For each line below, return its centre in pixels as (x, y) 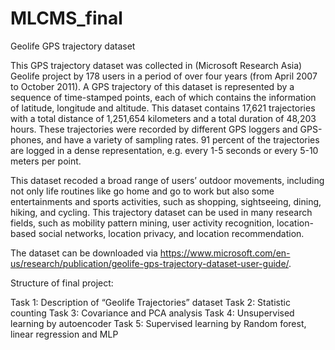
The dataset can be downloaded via (84, 253)
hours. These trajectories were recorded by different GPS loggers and (154, 129)
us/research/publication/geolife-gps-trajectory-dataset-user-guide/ (150, 263)
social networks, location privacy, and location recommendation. (171, 233)
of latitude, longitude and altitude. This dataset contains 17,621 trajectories (163, 108)
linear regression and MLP (64, 334)
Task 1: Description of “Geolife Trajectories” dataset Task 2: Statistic (150, 302)
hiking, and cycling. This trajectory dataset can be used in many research (161, 212)
